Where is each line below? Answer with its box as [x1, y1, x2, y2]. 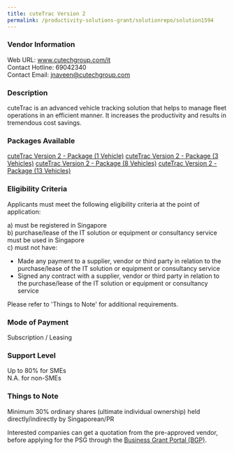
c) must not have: [7, 243, 58, 251]
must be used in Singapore [7, 235, 85, 244]
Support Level [7, 350, 56, 360]
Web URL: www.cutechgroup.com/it [7, 55, 111, 64]
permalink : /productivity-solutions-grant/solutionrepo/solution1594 [7, 17, 214, 24]
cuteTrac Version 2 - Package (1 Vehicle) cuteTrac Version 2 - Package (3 [7, 151, 219, 161]
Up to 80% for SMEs [7, 367, 66, 375]
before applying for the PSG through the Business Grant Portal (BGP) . [7, 436, 207, 444]
